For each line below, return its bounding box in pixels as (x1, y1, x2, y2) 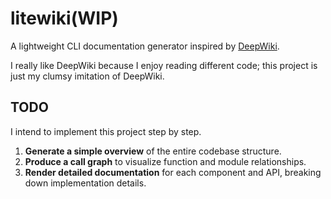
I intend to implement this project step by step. (10, 125, 202, 137)
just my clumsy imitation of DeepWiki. (10, 70, 165, 82)
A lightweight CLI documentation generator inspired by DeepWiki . (10, 40, 280, 52)
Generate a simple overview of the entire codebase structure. (24, 145, 282, 157)
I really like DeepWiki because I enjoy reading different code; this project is (10, 59, 318, 71)
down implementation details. (24, 177, 147, 189)
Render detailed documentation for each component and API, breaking (24, 166, 322, 178)
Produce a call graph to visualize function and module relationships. (24, 155, 307, 167)
